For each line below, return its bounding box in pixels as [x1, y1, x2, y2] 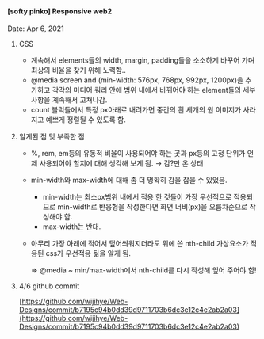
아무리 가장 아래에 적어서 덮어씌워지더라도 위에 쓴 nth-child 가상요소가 [30, 238, 249, 249]
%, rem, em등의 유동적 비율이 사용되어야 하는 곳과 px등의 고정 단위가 [30, 149, 246, 158]
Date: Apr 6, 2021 [7, 24, 64, 33]
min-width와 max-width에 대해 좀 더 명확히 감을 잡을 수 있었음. [30, 175, 228, 185]
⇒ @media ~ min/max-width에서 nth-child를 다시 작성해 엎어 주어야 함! [30, 265, 257, 275]
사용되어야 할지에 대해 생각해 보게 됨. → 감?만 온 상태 [39, 158, 204, 168]
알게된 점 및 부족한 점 [18, 131, 85, 142]
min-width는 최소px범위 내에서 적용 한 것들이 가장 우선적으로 [42, 192, 232, 202]
